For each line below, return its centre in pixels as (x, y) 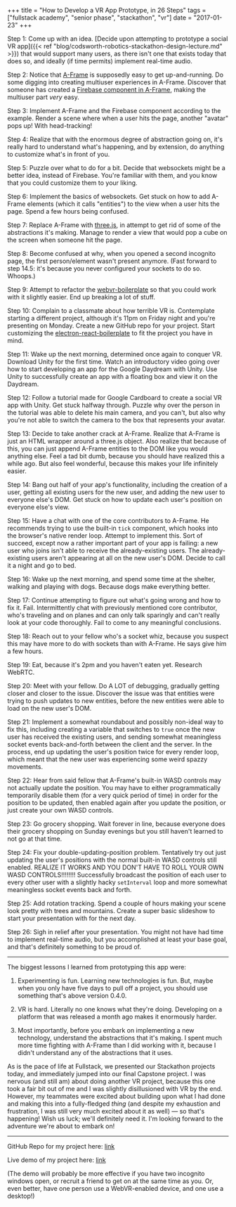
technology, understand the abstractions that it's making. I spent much (120, 1038)
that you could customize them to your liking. (73, 183)
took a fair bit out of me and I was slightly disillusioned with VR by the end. (115, 1089)
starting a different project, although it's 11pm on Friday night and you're (111, 318)
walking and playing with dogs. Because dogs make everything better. (109, 587)
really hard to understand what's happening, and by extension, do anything (116, 147)
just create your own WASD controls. (60, 810)
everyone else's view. (39, 507)
